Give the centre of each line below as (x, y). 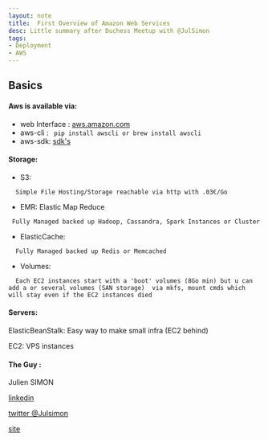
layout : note (30, 16)
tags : (17, 38)
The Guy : (25, 364)
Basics (25, 86)
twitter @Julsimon (38, 414)
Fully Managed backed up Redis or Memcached (91, 251)
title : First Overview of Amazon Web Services (89, 23)
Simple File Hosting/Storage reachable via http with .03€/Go (122, 192)
